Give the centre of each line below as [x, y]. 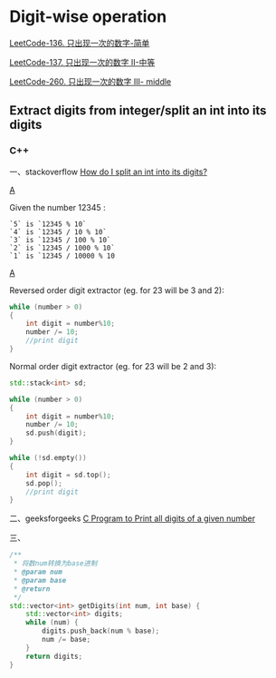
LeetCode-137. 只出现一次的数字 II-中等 [82, 62]
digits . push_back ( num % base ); [101, 631]
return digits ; [54, 656]
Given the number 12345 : [57, 207]
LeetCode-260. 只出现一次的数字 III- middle [90, 81]
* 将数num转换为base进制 [55, 564]
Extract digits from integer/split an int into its [138, 111]
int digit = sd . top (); [68, 475]
